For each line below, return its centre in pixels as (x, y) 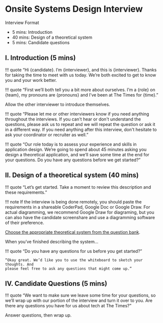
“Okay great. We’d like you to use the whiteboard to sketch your (74, 260)
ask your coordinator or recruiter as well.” (47, 135)
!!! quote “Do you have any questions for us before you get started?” (74, 251)
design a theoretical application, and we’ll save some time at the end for (77, 154)
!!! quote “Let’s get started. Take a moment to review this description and (78, 187)
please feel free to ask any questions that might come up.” (69, 269)
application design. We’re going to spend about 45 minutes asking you (76, 149)
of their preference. (25, 223)
